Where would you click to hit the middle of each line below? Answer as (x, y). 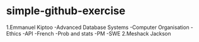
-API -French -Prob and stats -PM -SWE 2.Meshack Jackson (97, 33)
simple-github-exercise (66, 11)
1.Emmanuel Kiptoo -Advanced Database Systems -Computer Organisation (98, 27)
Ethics (14, 33)
